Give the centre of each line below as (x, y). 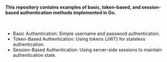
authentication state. (34, 55)
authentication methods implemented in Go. (68, 12)
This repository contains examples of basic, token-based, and (73, 7)
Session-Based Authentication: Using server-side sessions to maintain (87, 50)
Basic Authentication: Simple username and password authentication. (86, 34)
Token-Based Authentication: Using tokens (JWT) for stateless (79, 39)
